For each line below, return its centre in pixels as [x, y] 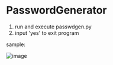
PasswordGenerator [57, 10]
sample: [16, 44]
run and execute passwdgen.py [53, 27]
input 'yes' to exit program [47, 32]
